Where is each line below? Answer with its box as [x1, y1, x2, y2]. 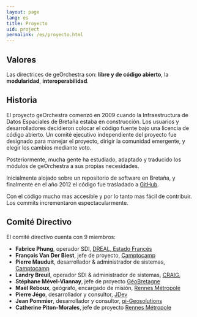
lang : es [6, 15, 29, 21]
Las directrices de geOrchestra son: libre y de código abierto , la [6, 71, 169, 78]
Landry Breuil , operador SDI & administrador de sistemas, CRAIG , [15, 271, 181, 278]
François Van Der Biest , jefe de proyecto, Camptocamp [15, 251, 156, 259]
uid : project [6, 26, 40, 32]
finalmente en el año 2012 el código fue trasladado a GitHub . [6, 180, 159, 188]
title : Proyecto [6, 20, 48, 26]
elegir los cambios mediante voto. [6, 143, 92, 151]
